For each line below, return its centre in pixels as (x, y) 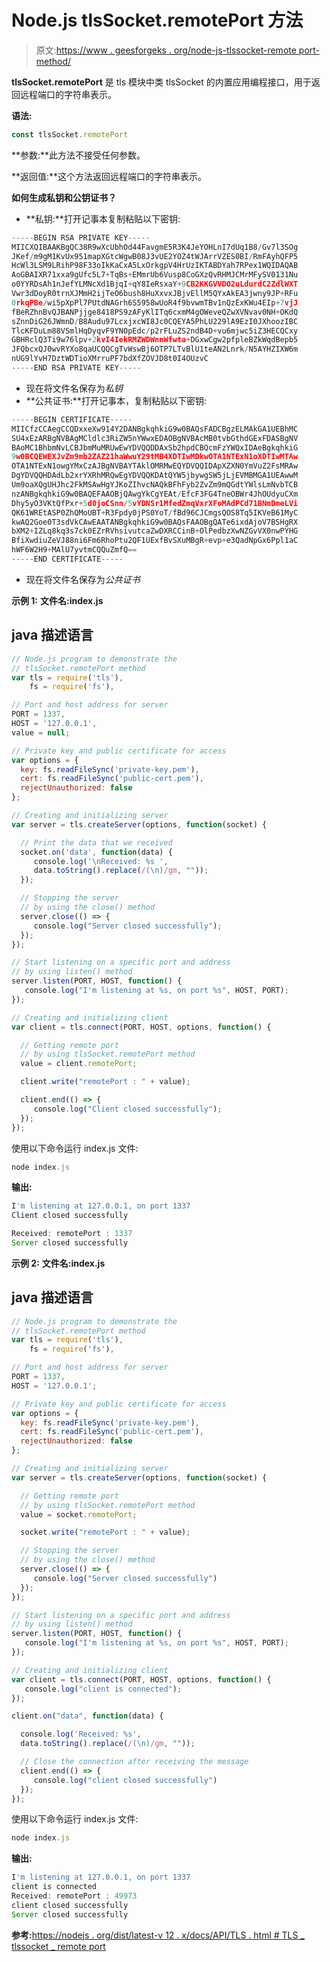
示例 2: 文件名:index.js (58, 1263)
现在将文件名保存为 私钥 (74, 388)
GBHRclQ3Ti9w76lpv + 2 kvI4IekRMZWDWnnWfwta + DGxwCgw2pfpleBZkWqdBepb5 (155, 340)
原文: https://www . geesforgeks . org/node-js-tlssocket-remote (166, 50)
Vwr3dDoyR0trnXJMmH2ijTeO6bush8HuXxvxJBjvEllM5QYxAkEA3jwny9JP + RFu (155, 294)
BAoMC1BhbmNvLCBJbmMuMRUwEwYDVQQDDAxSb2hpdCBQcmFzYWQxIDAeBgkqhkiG (155, 447)
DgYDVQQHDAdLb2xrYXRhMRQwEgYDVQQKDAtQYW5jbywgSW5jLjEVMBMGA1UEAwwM (155, 476)
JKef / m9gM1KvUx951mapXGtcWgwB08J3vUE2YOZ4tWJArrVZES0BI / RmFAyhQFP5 (155, 256)
